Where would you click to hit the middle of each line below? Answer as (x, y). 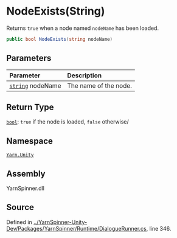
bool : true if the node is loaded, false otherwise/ (68, 122)
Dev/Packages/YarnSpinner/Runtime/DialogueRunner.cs (77, 228)
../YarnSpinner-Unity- (60, 222)
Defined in (19, 222)
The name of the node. (99, 85)
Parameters (29, 58)
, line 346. (159, 228)
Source (20, 207)
